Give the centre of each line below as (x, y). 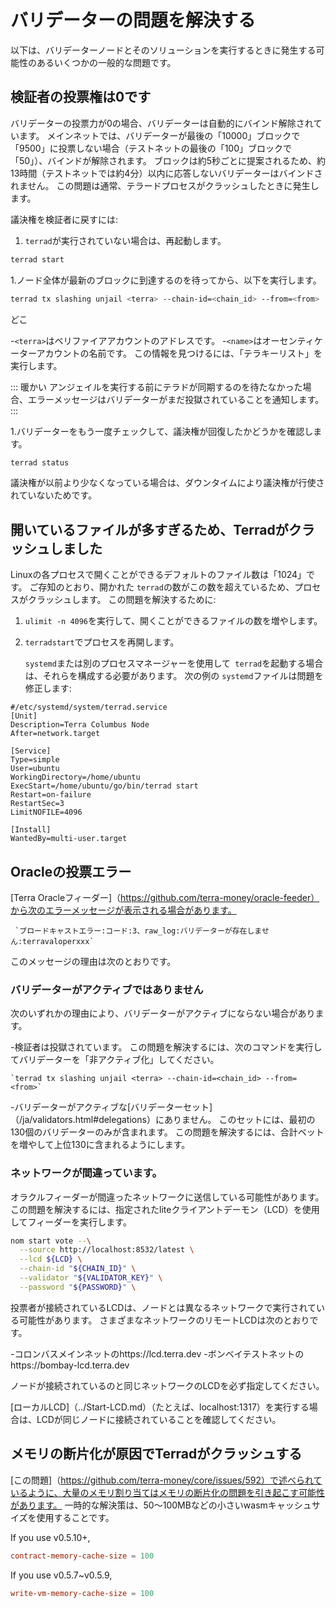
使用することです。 (75, 1517)
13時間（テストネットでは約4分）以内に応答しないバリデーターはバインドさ (166, 173)
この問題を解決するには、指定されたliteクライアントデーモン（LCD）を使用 (165, 1209)
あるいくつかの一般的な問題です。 (106, 62)
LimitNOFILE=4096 (46, 812)
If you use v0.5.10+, (50, 1537)
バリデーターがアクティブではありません (107, 989)
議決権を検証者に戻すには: (64, 219)
